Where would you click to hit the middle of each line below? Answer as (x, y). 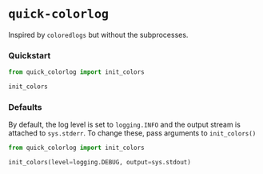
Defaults (25, 107)
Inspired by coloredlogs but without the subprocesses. (98, 34)
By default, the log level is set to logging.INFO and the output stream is (125, 125)
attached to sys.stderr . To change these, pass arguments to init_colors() (132, 133)
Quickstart (30, 55)
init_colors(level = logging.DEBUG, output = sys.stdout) (100, 163)
